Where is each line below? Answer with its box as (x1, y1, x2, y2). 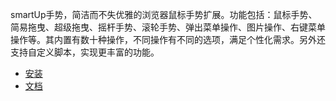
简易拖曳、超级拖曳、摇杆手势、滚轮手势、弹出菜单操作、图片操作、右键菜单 (10, 21, 326, 33)
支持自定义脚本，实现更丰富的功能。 (10, 46, 160, 58)
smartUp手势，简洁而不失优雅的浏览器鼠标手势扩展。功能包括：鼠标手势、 (10, 9, 318, 20)
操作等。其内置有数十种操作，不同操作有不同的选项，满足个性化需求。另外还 (10, 34, 326, 45)
